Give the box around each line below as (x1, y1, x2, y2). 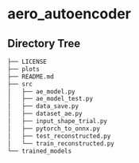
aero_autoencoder (7, 5, 132, 23)
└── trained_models (7, 147, 72, 155)
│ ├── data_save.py (7, 102, 79, 110)
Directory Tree (7, 37, 81, 50)
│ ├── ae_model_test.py (7, 95, 93, 103)
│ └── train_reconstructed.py (7, 139, 114, 148)
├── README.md (7, 73, 55, 81)
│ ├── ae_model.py (7, 87, 76, 96)
